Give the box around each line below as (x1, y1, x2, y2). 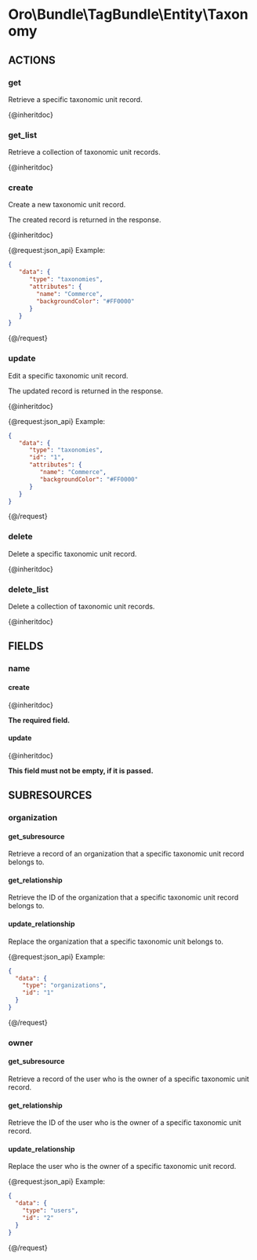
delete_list (8, 583, 49, 594)
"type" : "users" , (22, 1207, 79, 1214)
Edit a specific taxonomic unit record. (8, 371, 128, 380)
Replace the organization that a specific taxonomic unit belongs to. (8, 937, 224, 946)
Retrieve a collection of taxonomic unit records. (8, 148, 161, 157)
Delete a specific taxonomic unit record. (8, 549, 137, 558)
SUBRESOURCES (8, 789, 92, 802)
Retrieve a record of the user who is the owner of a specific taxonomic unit (8, 1074, 249, 1083)
